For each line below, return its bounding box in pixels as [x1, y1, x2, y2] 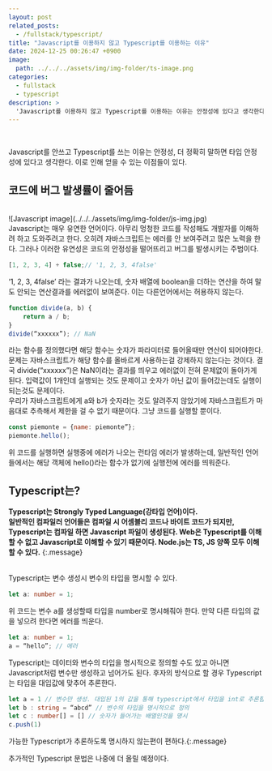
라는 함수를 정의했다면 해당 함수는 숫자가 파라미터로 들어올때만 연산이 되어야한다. [8, 345, 264, 355]
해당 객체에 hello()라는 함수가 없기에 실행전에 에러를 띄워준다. [36, 458, 231, 468]
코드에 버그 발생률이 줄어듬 [8, 183, 134, 197]
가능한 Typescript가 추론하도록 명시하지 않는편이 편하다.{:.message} [8, 736, 227, 746]
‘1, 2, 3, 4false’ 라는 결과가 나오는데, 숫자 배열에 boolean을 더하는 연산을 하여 [8, 276, 253, 286]
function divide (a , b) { [8, 304, 92, 312]
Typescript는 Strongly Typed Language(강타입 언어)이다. [8, 507, 198, 516]
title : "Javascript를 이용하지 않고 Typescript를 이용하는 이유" [8, 39, 210, 47]
